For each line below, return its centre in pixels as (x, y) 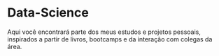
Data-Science (48, 13)
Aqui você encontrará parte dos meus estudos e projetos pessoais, (104, 32)
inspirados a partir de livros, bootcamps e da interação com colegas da (110, 39)
